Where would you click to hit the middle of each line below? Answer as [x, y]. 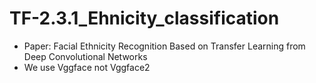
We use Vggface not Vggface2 [87, 67]
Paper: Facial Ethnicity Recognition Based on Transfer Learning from [164, 46]
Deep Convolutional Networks [85, 56]
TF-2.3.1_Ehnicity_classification [144, 18]
